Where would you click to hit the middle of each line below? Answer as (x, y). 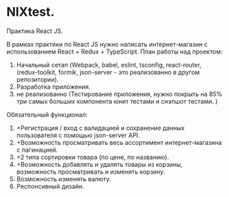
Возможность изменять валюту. (63, 178)
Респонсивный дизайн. (50, 186)
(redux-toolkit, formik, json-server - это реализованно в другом (108, 72)
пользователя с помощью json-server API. (78, 135)
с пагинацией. (37, 150)
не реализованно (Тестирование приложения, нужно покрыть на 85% (119, 94)
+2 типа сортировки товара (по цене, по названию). (93, 157)
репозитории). (37, 79)
